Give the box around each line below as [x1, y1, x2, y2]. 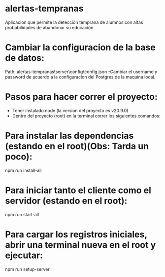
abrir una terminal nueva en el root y [5, 239, 156, 250]
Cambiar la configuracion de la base [5, 42, 156, 53]
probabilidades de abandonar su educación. [5, 24, 95, 30]
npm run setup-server [5, 266, 50, 272]
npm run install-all [5, 167, 42, 173]
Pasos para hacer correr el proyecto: [5, 91, 158, 103]
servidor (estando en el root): [5, 195, 128, 206]
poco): [5, 151, 33, 162]
